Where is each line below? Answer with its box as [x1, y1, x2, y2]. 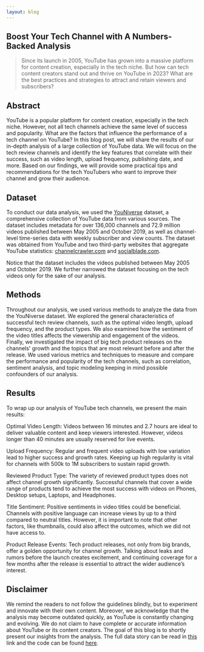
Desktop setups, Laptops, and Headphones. [6, 491, 117, 499]
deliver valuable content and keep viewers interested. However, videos [6, 429, 183, 436]
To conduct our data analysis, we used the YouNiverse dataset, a [6, 209, 169, 216]
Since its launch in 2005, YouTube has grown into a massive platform [21, 57, 194, 64]
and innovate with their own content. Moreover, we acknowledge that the [6, 606, 189, 614]
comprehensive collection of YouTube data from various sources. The [6, 215, 181, 223]
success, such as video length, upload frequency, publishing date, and [6, 156, 183, 163]
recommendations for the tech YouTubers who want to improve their [6, 168, 177, 176]
